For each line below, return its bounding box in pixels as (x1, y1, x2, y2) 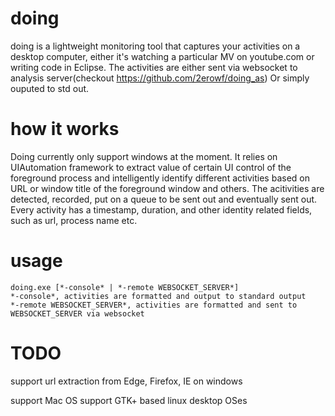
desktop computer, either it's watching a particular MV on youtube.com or (10, 50, 315, 62)
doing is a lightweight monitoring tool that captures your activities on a (10, 40, 301, 52)
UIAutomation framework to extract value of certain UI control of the (10, 161, 292, 173)
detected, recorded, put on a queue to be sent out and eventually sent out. (10, 193, 318, 205)
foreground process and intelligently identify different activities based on (10, 172, 310, 184)
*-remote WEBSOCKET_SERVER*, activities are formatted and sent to (10, 300, 298, 310)
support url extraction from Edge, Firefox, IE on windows (10, 375, 243, 387)
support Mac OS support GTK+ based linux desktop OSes (10, 394, 248, 406)
